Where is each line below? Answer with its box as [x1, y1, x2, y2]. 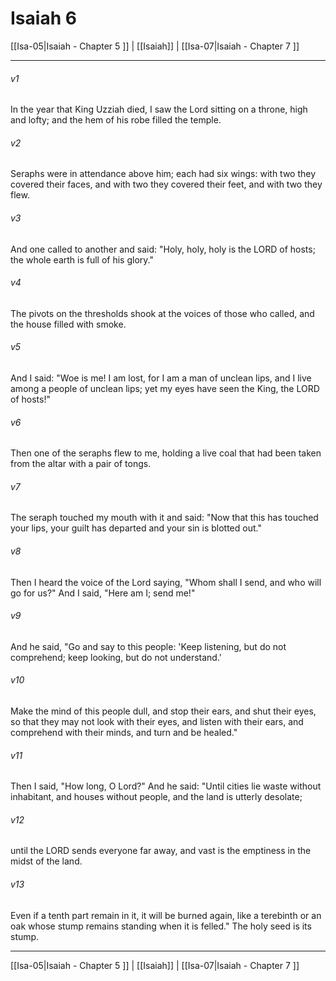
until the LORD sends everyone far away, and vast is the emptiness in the [10, 845, 312, 857]
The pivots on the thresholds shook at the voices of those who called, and [10, 307, 315, 319]
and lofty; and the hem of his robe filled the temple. [10, 114, 222, 126]
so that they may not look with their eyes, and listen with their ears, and [10, 715, 304, 727]
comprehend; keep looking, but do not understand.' [10, 651, 222, 663]
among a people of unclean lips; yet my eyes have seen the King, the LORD [10, 382, 320, 394]
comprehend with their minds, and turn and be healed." [10, 726, 238, 738]
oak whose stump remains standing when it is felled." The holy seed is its [10, 920, 312, 932]
